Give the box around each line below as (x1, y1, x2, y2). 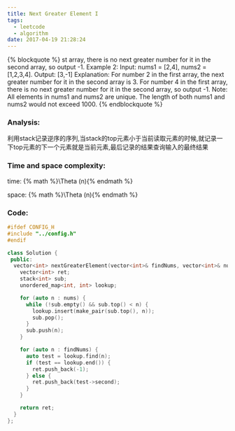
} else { (25, 372, 52, 379)
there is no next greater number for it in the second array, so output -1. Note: (7, 85, 228, 94)
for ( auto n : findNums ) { (20, 346, 99, 353)
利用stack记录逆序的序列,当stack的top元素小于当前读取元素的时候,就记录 (7, 134, 217, 143)
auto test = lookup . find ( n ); (25, 353, 111, 360)
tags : (7, 17, 23, 24)
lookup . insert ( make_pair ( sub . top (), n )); (32, 307, 155, 315)
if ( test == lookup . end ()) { (25, 359, 111, 366)
